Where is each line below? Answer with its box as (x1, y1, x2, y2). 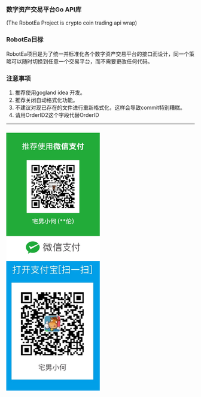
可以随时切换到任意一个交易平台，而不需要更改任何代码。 (11, 58, 153, 65)
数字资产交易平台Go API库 (6, 5, 82, 13)
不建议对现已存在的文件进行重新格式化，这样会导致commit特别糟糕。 (14, 104, 185, 111)
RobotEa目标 (6, 35, 44, 44)
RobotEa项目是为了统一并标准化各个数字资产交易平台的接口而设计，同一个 (6, 50, 190, 58)
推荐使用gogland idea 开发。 (14, 89, 86, 96)
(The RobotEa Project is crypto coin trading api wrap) (6, 19, 138, 26)
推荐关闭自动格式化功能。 (14, 96, 78, 103)
